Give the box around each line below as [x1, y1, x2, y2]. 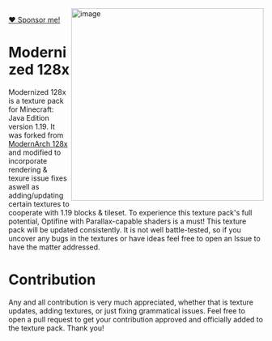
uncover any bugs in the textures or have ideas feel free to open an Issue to [8, 233, 261, 243]
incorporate [8, 156, 48, 165]
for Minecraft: [8, 104, 54, 114]
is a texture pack [8, 96, 64, 105]
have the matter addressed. [8, 242, 100, 252]
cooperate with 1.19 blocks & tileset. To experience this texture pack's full [8, 207, 253, 217]
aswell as [8, 181, 40, 191]
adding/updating [8, 190, 64, 200]
